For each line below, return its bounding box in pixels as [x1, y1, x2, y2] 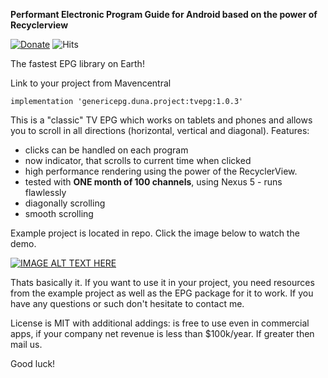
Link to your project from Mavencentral [10, 77, 172, 89]
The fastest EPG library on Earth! [10, 58, 145, 69]
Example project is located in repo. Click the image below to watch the [10, 227, 300, 239]
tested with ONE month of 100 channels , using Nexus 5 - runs [24, 176, 283, 188]
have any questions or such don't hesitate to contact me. [10, 298, 245, 309]
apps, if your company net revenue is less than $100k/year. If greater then [10, 328, 315, 339]
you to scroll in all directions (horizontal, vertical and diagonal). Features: [10, 125, 310, 136]
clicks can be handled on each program [24, 144, 189, 156]
